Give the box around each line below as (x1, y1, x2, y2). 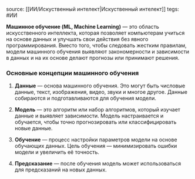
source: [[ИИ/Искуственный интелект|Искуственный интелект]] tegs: (6, 6, 179, 12)
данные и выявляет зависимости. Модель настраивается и (14, 112, 164, 120)
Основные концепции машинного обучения (6, 69, 139, 77)
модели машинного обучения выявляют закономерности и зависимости (6, 48, 190, 55)
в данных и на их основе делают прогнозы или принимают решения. (6, 55, 180, 61)
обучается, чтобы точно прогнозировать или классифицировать (14, 119, 177, 126)
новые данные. (14, 125, 53, 132)
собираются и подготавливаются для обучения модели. (14, 94, 157, 102)
